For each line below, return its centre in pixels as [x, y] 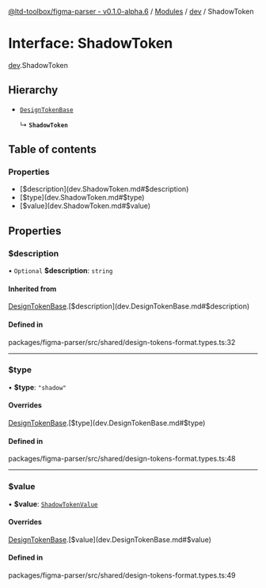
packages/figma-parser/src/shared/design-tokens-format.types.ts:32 [122, 342]
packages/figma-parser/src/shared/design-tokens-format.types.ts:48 [122, 459]
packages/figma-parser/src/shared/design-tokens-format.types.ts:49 [122, 575]
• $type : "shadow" [38, 387]
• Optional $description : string [61, 271]
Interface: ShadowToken [91, 44]
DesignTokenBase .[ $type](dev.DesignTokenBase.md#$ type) [107, 423]
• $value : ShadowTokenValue [53, 504]
